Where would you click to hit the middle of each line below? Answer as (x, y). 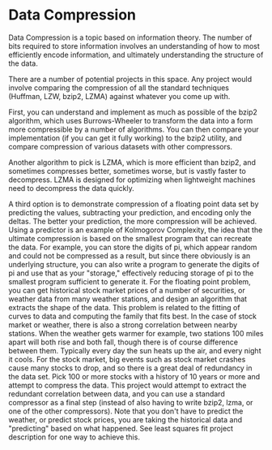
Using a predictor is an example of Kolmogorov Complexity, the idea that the (136, 230)
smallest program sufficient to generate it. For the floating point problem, (130, 281)
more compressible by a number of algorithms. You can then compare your (134, 129)
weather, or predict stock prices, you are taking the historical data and (125, 419)
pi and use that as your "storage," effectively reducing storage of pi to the (131, 273)
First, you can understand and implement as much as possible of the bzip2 (133, 112)
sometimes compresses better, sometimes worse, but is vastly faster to (127, 171)
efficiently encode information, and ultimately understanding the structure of (136, 54)
